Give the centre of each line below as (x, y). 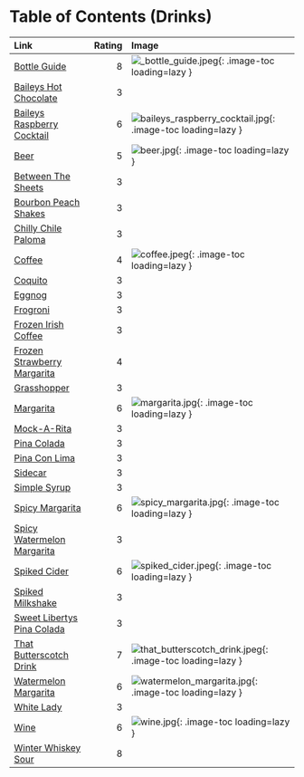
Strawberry (38, 361)
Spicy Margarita (47, 507)
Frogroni (32, 310)
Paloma (30, 239)
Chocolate (36, 98)
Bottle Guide (40, 66)
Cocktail (32, 135)
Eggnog (31, 294)
